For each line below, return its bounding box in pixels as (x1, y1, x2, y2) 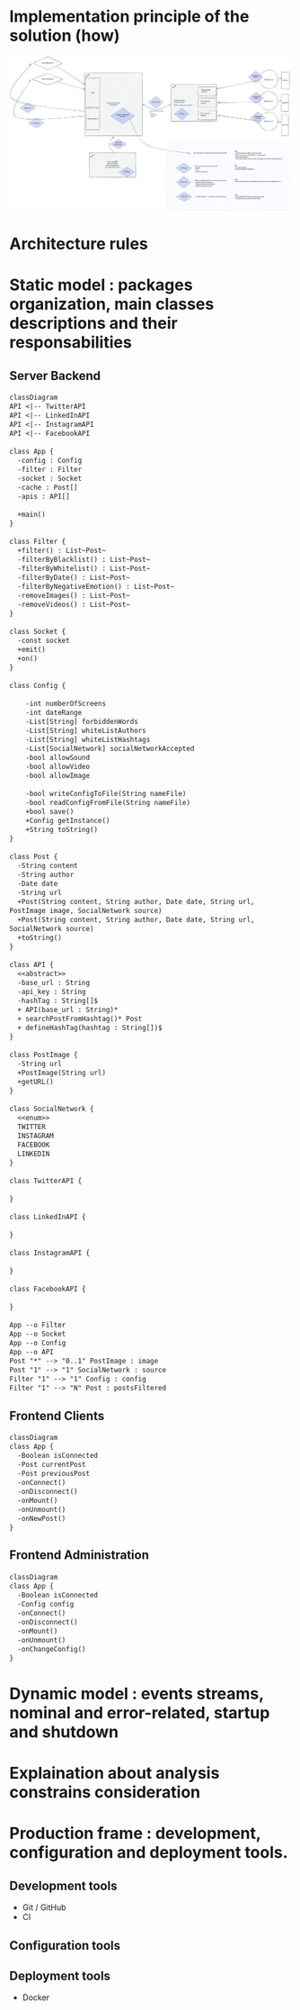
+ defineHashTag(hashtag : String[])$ (17, 1024, 163, 1033)
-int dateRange (25, 709, 83, 718)
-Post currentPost (17, 1461, 87, 1470)
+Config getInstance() (25, 817, 110, 826)
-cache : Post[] (17, 484, 78, 493)
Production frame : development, (9, 1824, 261, 1843)
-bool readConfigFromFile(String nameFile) (25, 799, 191, 808)
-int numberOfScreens (25, 700, 106, 709)
